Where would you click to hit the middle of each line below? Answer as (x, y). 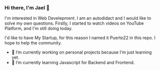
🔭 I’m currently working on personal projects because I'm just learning (82, 52)
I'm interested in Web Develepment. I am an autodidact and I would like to (78, 18)
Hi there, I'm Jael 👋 (27, 8)
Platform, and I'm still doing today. (39, 28)
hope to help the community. (33, 43)
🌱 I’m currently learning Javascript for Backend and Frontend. (73, 63)
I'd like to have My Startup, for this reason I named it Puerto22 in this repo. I (80, 38)
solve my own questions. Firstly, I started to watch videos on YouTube (74, 23)
